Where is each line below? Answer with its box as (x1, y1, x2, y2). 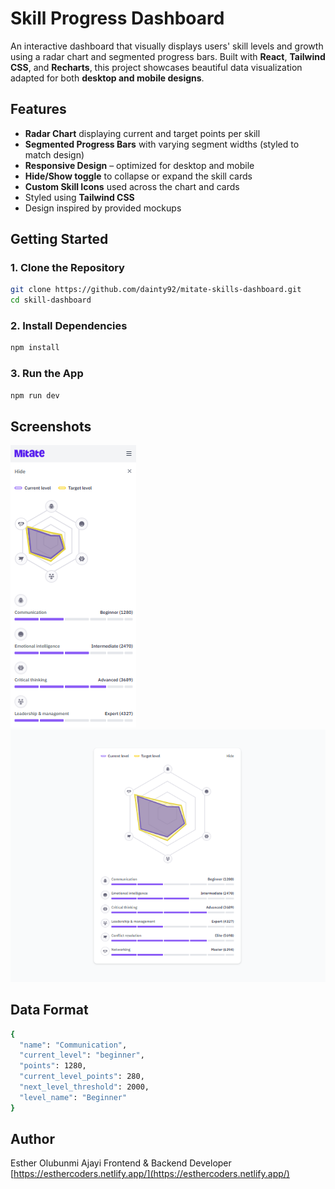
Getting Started (10, 231, 109, 248)
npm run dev (10, 390, 60, 401)
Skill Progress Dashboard (10, 7, 225, 30)
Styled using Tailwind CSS (24, 191, 135, 203)
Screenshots (10, 418, 92, 435)
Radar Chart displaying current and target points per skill (24, 127, 261, 139)
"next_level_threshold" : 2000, (19, 1082, 150, 1092)
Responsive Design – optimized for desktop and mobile (24, 159, 255, 171)
